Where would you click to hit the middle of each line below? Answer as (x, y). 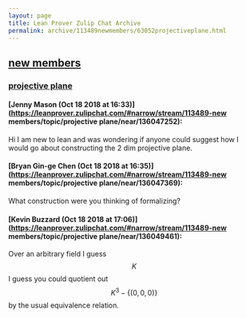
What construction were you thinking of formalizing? (95, 201)
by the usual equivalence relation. (64, 305)
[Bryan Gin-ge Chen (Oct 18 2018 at (68, 166)
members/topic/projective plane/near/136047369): (96, 183)
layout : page (30, 16)
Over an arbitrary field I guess (58, 254)
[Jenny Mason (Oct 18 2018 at (59, 105)
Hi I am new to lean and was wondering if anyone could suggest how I (123, 139)
